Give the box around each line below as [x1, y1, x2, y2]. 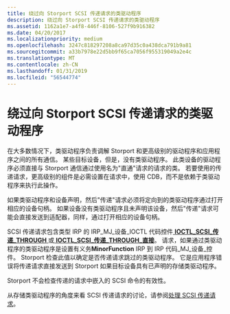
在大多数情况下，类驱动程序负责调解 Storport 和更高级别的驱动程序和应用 [7, 147, 215, 155]
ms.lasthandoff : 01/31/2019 [7, 67, 88, 74]
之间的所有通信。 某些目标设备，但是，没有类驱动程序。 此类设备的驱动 [12, 155, 215, 164]
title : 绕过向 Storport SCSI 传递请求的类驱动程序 [7, 10, 142, 17]
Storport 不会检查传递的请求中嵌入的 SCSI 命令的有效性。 [7, 276, 170, 285]
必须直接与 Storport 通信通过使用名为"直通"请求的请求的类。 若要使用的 [12, 164, 216, 172]
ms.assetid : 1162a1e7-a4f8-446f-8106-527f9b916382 [7, 23, 155, 30]
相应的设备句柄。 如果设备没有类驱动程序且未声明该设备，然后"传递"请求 [7, 204, 213, 213]
